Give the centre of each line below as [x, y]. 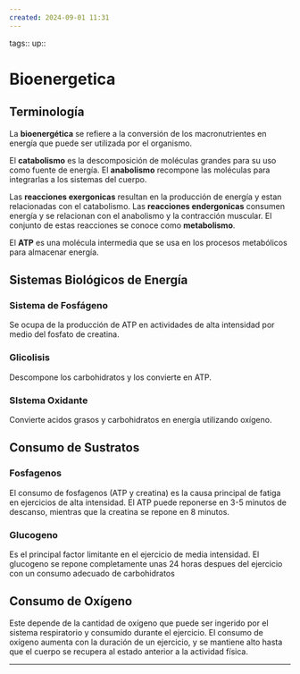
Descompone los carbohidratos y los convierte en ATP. [110, 377]
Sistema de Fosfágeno [59, 305]
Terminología [47, 112]
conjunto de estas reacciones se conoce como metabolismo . [122, 225]
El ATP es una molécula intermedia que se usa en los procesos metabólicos [148, 242]
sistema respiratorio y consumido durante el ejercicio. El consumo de [136, 632]
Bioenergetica [62, 79]
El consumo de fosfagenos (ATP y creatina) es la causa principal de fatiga [145, 493]
